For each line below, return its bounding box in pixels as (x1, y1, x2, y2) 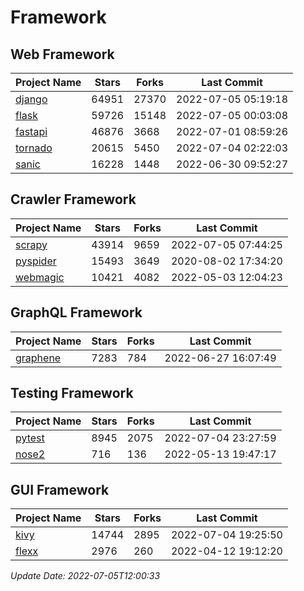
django (15, 92, 48, 106)
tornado (15, 141, 53, 155)
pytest (15, 431, 45, 445)
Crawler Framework (10, 191, 137, 208)
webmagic (15, 270, 65, 284)
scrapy (15, 237, 48, 251)
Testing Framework (10, 385, 134, 402)
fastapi (15, 125, 48, 138)
